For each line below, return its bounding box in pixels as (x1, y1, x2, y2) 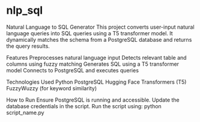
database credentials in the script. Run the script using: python (6, 102, 162, 109)
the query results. (6, 42, 50, 50)
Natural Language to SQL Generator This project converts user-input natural (6, 23, 195, 30)
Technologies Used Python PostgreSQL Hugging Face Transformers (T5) (6, 78, 187, 86)
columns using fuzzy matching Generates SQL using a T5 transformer (6, 60, 179, 68)
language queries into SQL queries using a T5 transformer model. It (6, 29, 173, 36)
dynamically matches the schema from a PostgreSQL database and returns (6, 36, 192, 43)
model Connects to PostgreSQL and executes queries (6, 66, 139, 74)
